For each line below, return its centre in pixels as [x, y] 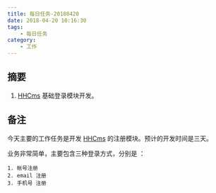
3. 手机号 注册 [27, 183]
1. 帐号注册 [23, 168]
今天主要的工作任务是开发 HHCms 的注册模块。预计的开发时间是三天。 [110, 138]
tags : [15, 27]
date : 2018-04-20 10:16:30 [47, 21]
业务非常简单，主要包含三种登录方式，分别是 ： [76, 153]
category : [22, 40]
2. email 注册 [27, 175]
